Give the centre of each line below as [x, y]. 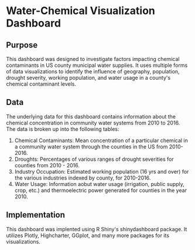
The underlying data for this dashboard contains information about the [91, 116]
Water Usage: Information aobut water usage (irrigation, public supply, [99, 184]
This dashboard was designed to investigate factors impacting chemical [93, 59]
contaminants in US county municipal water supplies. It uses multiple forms [97, 65]
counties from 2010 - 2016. [47, 165]
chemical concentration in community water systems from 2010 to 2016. [93, 123]
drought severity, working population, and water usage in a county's [88, 78]
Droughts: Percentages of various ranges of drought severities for [94, 159]
